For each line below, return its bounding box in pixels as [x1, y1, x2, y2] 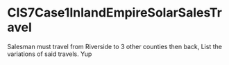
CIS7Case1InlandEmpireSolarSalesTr [7, 5, 222, 21]
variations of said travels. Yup [7, 50, 92, 58]
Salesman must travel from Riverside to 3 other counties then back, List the [7, 42, 222, 50]
